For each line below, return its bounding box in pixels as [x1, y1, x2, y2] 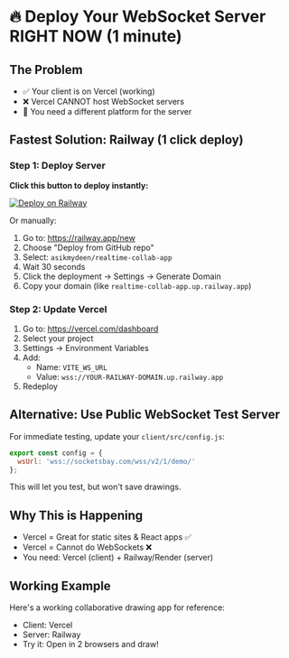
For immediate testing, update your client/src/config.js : [9, 431, 226, 441]
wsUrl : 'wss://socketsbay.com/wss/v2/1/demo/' [17, 457, 196, 466]
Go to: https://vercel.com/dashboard [22, 323, 159, 334]
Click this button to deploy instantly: [9, 180, 149, 190]
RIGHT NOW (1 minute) [9, 26, 182, 47]
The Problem [9, 61, 83, 78]
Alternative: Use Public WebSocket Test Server [9, 407, 281, 422]
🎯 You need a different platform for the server [22, 107, 192, 116]
